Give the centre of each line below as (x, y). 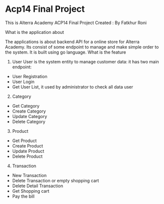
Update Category (30, 116)
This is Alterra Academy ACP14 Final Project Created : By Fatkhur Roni (76, 23)
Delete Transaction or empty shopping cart (56, 180)
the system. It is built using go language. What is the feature (66, 52)
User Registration (30, 76)
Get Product (24, 141)
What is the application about (35, 32)
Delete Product (27, 156)
